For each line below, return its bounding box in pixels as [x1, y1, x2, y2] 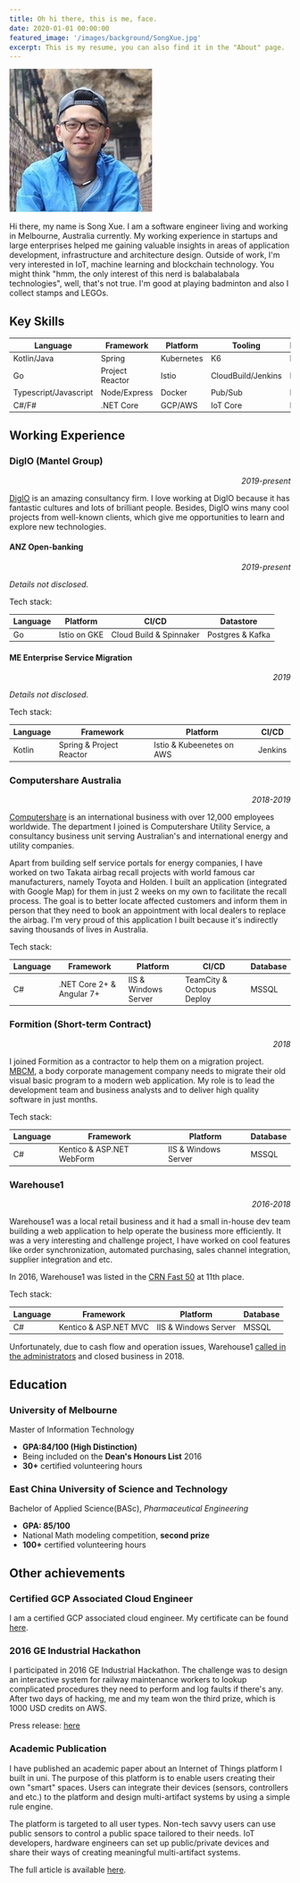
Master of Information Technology [9, 1424, 135, 1435]
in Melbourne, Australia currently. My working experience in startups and [9, 231, 279, 242]
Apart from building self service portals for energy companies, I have [9, 857, 263, 868]
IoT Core [211, 399, 243, 411]
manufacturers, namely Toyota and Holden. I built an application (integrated [9, 876, 287, 887]
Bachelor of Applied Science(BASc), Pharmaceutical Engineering [9, 1504, 249, 1514]
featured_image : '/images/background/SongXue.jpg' [9, 33, 202, 42]
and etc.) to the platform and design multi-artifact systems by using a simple [9, 1791, 290, 1802]
